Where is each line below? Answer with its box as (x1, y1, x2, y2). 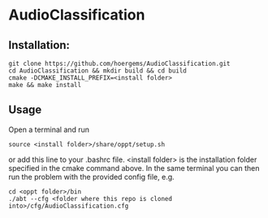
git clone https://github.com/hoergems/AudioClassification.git (8, 59, 231, 68)
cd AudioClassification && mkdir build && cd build (8, 67, 187, 75)
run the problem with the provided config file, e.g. (8, 172, 175, 181)
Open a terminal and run (8, 124, 90, 134)
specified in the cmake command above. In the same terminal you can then (8, 163, 260, 172)
